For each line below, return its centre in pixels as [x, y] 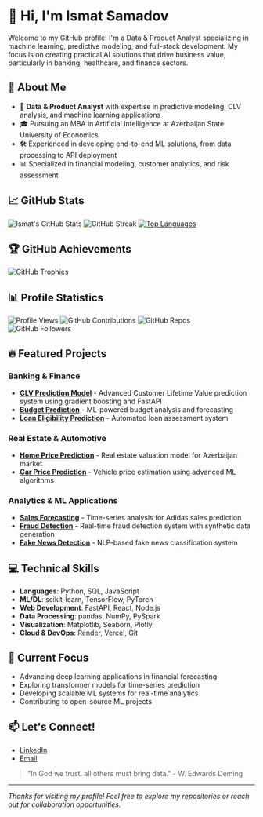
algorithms [37, 480]
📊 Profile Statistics [56, 297]
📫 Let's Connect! [52, 727]
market [31, 464]
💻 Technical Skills [54, 568]
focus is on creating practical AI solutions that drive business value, [117, 54]
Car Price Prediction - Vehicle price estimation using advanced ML [128, 472]
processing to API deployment [68, 155]
